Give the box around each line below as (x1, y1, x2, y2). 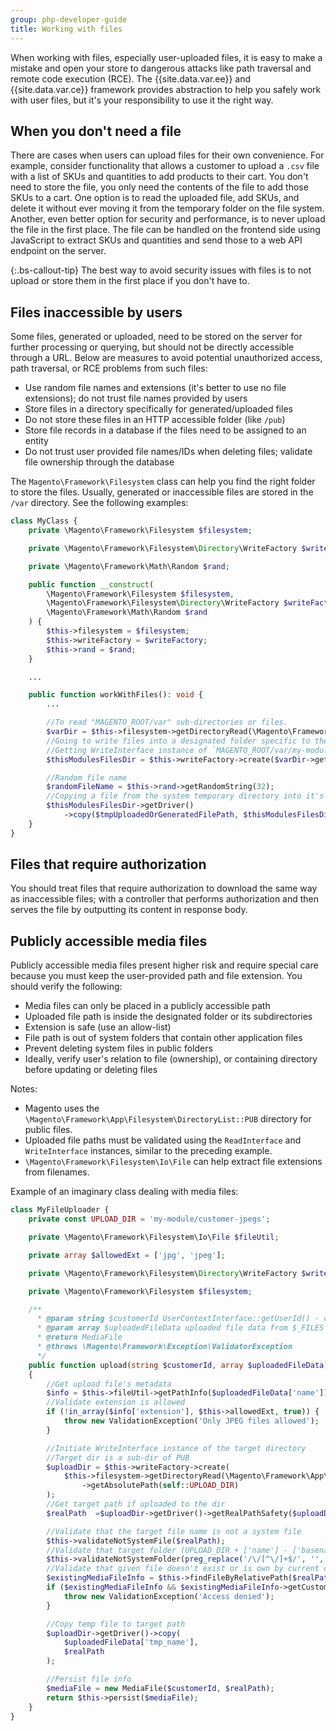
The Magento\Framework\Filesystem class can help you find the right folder (10, 476, 316, 488)
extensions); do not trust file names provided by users (24, 392, 248, 405)
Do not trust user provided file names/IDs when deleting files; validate (24, 446, 313, 458)
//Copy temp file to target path (46, 1619, 186, 1629)
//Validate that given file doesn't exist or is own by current (46, 1564, 320, 1574)
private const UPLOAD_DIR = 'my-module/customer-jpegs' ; (28, 1214, 271, 1225)
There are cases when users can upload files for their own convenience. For (10, 149, 325, 161)
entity (24, 435, 49, 447)
